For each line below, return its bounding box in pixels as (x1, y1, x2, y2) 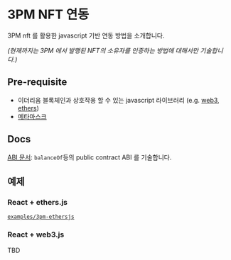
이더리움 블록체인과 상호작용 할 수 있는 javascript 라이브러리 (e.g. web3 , (17, 96, 220, 104)
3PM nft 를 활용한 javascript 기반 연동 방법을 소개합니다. (7, 31, 165, 40)
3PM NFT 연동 (7, 6, 90, 23)
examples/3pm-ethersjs (7, 213, 75, 220)
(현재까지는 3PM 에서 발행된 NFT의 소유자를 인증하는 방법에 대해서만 (7, 46, 199, 55)
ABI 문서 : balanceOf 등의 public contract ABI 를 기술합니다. (7, 153, 172, 162)
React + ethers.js (7, 197, 68, 207)
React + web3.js (7, 230, 65, 239)
